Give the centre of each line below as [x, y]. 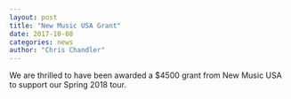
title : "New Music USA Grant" [65, 26]
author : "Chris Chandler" [57, 50]
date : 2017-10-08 [41, 34]
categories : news [41, 42]
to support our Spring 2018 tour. [68, 85]
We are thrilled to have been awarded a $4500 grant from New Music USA [145, 75]
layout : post [33, 17]
